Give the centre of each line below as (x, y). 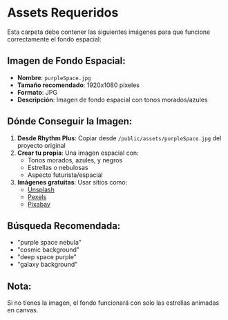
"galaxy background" (47, 265)
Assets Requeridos (63, 13)
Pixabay (39, 204)
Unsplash (41, 189)
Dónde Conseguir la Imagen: (70, 121)
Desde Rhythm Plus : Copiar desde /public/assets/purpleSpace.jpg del (119, 138)
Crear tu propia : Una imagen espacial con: (78, 153)
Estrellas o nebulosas (58, 167)
